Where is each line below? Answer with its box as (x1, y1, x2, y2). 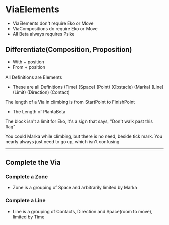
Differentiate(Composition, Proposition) (5, 45, 132, 54)
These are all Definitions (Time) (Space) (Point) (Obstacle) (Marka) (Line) (12, 84, 164, 90)
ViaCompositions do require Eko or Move (12, 25, 98, 31)
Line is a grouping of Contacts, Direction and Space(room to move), (12, 208, 153, 214)
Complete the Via (5, 158, 61, 167)
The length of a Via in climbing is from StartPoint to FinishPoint (5, 99, 135, 105)
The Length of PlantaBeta (12, 108, 66, 114)
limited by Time (12, 214, 45, 220)
